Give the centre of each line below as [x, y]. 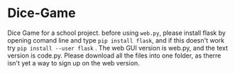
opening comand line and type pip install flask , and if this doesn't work [116, 40]
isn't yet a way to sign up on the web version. [73, 63]
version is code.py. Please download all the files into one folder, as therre [114, 55]
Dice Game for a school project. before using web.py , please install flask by [116, 33]
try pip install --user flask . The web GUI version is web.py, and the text [118, 48]
